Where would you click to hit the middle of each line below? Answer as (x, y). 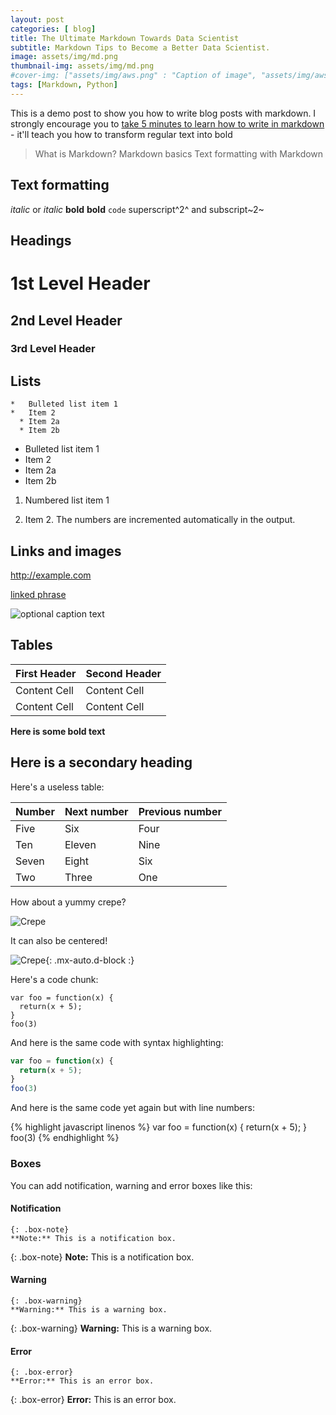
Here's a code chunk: (54, 979)
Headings (41, 240)
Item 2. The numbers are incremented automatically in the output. (160, 520)
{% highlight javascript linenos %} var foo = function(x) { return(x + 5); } (159, 1127)
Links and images (66, 551)
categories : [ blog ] (53, 29)
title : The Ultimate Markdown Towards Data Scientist (125, 38)
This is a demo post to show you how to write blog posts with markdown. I (163, 113)
